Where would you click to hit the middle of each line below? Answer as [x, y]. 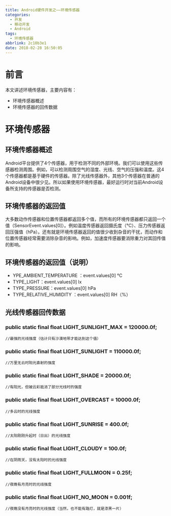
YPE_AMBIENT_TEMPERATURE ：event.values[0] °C [67, 276]
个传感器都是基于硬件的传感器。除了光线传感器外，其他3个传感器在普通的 [82, 176]
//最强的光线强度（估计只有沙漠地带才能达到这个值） [53, 338]
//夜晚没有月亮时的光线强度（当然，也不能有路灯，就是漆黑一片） [64, 508]
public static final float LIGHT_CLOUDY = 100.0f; [66, 448]
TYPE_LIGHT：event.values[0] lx [47, 282]
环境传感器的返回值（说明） [49, 262]
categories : [18, 15]
